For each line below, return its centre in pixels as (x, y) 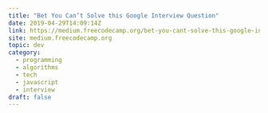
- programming (39, 60)
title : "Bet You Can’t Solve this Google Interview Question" (114, 16)
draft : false (30, 97)
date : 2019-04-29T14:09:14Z (55, 23)
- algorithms (37, 68)
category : (25, 53)
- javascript (37, 82)
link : (17, 30)
